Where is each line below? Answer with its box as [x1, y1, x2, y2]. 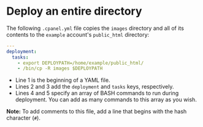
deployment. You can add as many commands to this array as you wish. [15, 96, 197, 103]
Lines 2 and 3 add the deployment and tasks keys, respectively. [15, 83, 174, 90]
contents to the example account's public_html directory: [6, 31, 150, 38]
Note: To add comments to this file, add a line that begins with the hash [6, 108, 187, 115]
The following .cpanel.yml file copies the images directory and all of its [6, 24, 184, 32]
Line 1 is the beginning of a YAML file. [15, 76, 110, 84]
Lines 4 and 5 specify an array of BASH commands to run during [15, 90, 179, 97]
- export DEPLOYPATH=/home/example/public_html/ [17, 60, 144, 66]
